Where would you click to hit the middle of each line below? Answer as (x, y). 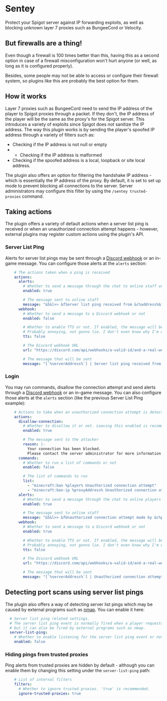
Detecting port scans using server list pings (74, 592)
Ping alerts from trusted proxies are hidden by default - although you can (80, 665)
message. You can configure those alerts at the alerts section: (82, 263)
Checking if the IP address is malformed (61, 155)
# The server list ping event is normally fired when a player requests (86, 623)
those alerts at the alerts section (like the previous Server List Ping (74, 397)
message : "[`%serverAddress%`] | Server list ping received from (92, 364)
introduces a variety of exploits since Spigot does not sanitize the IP (75, 124)
